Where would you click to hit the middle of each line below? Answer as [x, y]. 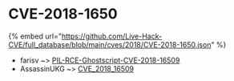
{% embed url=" [35, 36]
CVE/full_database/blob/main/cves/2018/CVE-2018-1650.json [110, 44]
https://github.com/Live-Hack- [112, 36]
